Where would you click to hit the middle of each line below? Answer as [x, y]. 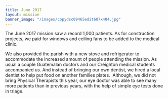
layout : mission [22, 15]
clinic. [11, 44]
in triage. [14, 91]
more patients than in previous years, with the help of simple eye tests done [84, 86]
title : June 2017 [24, 10]
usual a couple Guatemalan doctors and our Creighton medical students [80, 65]
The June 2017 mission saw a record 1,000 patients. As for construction [80, 34]
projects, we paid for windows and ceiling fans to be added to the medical [82, 39]
